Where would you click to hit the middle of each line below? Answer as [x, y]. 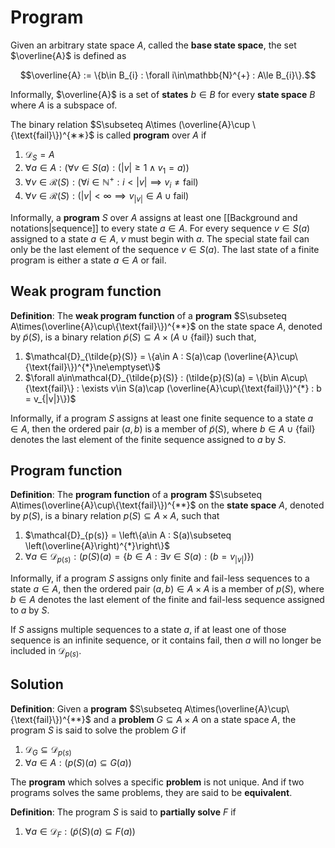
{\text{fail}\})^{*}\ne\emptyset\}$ [93, 367]
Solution [37, 684]
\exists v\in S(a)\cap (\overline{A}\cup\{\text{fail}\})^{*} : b [201, 388]
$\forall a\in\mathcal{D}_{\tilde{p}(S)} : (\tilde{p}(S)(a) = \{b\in [151, 377]
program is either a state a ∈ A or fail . [88, 260]
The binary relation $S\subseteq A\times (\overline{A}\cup [130, 124]
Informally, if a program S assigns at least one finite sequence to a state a [162, 418]
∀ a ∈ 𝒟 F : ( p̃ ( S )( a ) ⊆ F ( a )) [80, 832]
